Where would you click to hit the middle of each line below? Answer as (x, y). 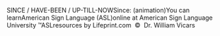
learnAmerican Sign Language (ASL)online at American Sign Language (110, 18)
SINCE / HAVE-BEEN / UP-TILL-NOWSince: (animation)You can (98, 10)
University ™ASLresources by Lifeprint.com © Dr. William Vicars (101, 25)
